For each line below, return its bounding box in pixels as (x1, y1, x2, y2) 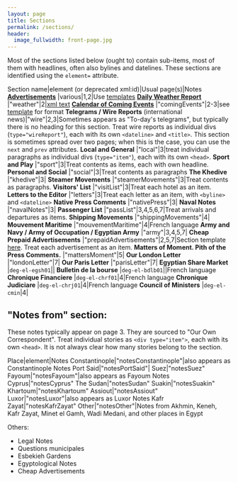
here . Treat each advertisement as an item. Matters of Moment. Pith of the (7, 243, 227, 252)
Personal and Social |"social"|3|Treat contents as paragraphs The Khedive (7, 168, 228, 176)
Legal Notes (17, 437, 53, 445)
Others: (7, 422, 30, 431)
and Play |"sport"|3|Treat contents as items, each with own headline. (7, 160, 209, 169)
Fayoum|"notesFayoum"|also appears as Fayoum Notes (7, 371, 170, 380)
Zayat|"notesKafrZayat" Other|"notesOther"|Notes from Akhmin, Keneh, (7, 401, 217, 410)
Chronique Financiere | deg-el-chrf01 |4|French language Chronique (7, 274, 208, 282)
